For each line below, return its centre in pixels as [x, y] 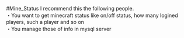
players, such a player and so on [45, 22]
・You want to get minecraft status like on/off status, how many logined [92, 15]
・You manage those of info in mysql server [59, 29]
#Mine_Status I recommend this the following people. [70, 8]
